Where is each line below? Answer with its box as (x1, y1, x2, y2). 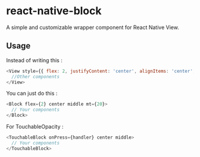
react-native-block (6, 4, 102, 18)
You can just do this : (6, 90, 58, 97)
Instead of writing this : (6, 56, 62, 63)
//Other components (11, 73, 60, 79)
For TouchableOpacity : (6, 123, 64, 130)
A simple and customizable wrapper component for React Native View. (6, 24, 180, 31)
